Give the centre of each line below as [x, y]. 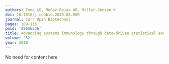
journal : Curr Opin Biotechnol [38, 19]
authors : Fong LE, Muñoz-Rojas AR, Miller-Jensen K [60, 10]
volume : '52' [19, 38]
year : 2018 [17, 43]
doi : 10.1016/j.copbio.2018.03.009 [43, 15]
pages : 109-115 [21, 24]
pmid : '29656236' [23, 29]
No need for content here [31, 57]
